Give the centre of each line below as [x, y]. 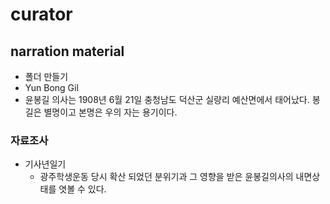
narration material [67, 51]
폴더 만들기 [46, 76]
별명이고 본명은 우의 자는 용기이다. [110, 112]
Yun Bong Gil [51, 87]
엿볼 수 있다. [82, 189]
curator [41, 14]
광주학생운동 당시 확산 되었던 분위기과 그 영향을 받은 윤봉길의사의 [166, 177]
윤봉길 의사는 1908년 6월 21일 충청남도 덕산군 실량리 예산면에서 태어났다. [167, 99]
